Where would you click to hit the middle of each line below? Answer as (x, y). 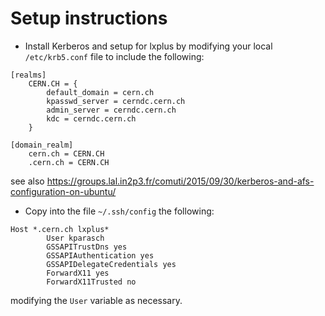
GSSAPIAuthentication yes (100, 255)
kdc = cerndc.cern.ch (91, 118)
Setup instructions (89, 18)
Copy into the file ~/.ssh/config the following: (119, 211)
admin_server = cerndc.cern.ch (111, 110)
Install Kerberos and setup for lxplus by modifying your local (148, 46)
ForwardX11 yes (78, 273)
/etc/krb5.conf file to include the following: (114, 56)
